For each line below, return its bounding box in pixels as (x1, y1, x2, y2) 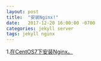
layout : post (6, 8, 39, 15)
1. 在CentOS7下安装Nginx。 (6, 48, 73, 56)
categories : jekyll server (6, 25, 74, 32)
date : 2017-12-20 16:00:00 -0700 (6, 20, 96, 26)
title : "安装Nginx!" (6, 14, 59, 20)
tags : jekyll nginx (6, 31, 55, 37)
